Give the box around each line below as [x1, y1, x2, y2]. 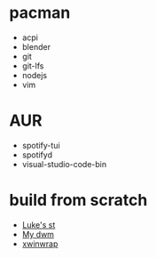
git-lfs [21, 60, 44, 71]
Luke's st [21, 219, 56, 230]
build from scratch [9, 190, 148, 211]
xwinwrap [21, 238, 58, 249]
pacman [9, 3, 71, 23]
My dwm [21, 229, 55, 239]
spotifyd [21, 149, 53, 160]
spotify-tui [21, 140, 60, 150]
